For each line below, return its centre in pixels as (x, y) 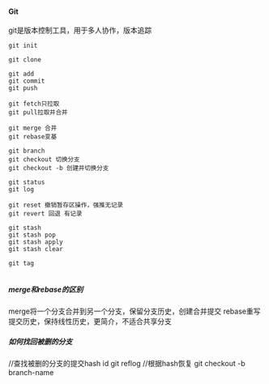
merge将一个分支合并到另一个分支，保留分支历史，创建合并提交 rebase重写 (134, 311)
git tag (21, 263)
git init (23, 46)
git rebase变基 (33, 137)
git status (27, 182)
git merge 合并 (33, 128)
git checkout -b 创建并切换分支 (59, 169)
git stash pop (32, 235)
